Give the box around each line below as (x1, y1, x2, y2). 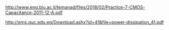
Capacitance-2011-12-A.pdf (5, 9, 63, 15)
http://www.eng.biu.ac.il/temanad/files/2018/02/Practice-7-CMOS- (5, 4, 146, 10)
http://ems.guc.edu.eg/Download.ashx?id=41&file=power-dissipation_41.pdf (5, 19, 164, 25)
